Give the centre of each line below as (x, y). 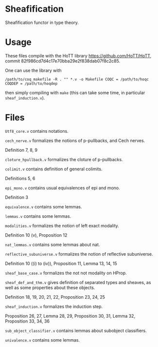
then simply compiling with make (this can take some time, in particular (75, 92)
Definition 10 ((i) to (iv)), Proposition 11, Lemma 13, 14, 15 (61, 263)
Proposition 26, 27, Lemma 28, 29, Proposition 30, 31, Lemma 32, (70, 316)
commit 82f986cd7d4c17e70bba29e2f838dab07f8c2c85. (63, 61)
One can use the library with (33, 70)
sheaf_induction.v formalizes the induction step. (54, 306)
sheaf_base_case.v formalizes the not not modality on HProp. (66, 273)
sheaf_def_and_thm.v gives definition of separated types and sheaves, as (78, 282)
